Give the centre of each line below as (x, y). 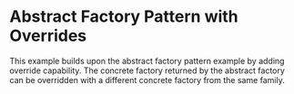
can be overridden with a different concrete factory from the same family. (147, 80)
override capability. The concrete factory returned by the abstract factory (147, 70)
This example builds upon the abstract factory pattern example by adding (147, 61)
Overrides (48, 36)
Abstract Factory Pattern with (124, 17)
